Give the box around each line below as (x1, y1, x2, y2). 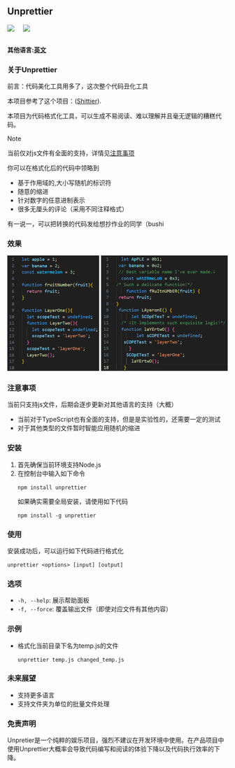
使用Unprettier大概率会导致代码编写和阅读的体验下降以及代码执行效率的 (7, 745, 215, 753)
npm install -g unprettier (17, 512, 97, 519)
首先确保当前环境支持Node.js (17, 460, 101, 469)
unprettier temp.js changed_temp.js (17, 656, 124, 663)
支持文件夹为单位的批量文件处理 (17, 699, 110, 708)
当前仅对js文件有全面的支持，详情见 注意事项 (7, 149, 135, 157)
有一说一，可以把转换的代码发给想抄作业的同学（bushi (7, 220, 164, 228)
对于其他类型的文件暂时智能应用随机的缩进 (17, 424, 141, 432)
